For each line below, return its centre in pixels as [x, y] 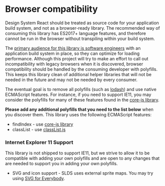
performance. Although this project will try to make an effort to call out [77, 58]
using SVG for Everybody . [39, 179]
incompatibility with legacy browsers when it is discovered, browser [74, 64]
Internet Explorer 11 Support [39, 142]
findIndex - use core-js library [42, 124]
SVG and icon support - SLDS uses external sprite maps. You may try [83, 173]
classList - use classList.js [39, 129]
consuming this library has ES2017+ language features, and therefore [76, 33]
